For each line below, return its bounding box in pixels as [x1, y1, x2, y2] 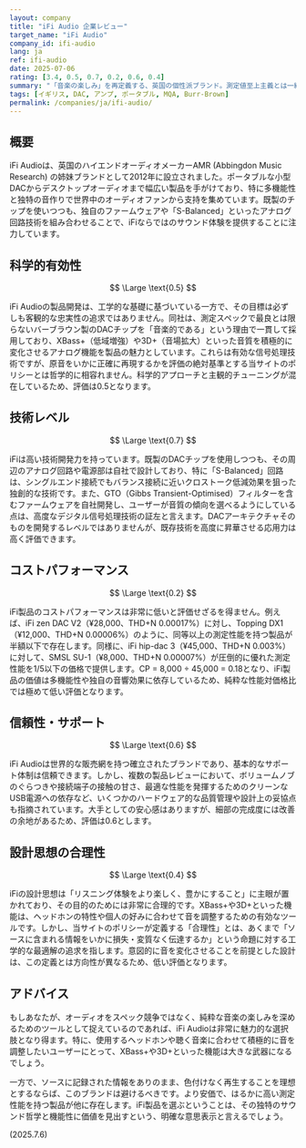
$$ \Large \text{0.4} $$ [108, 869, 198, 880]
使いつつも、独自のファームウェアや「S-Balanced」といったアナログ [33, 206, 292, 217]
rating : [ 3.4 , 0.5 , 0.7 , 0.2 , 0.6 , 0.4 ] [9, 73, 166, 82]
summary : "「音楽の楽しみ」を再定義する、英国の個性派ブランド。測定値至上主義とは [9, 81, 288, 90]
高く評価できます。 [9, 533, 81, 544]
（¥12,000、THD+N [9, 629, 84, 640]
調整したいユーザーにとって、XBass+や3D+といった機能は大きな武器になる [9, 1046, 293, 1057]
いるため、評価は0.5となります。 [33, 381, 157, 392]
